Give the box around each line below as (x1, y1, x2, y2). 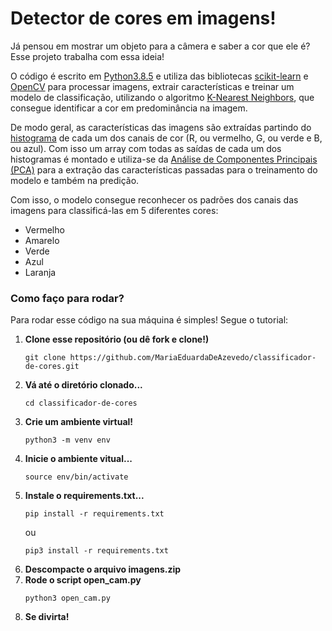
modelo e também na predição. (10, 174, 140, 186)
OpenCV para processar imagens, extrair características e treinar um (10, 80, 295, 92)
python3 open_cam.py (24, 593, 111, 604)
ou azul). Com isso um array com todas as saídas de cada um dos (10, 142, 282, 154)
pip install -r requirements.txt (24, 509, 165, 519)
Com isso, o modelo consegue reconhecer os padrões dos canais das (10, 193, 299, 206)
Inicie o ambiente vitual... (24, 453, 133, 465)
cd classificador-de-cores (24, 398, 138, 409)
